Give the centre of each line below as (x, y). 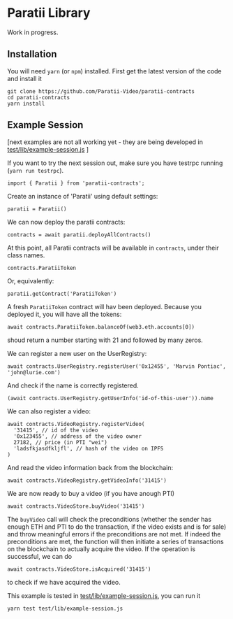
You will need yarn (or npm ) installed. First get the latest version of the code (114, 71)
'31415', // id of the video (56, 430)
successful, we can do (39, 556)
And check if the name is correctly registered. (73, 385)
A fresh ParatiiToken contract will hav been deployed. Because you (105, 306)
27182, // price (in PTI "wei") (61, 442)
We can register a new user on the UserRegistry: (77, 353)
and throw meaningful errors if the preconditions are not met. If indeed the (114, 534)
